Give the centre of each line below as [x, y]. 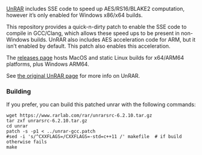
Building [19, 91]
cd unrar [17, 126]
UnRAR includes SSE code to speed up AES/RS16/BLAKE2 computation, [96, 9]
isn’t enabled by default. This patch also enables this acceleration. [88, 46]
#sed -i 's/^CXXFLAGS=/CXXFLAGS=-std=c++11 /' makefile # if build [94, 137]
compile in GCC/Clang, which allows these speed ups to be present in [93, 33]
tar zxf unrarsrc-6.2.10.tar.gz [47, 121]
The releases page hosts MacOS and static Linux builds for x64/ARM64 [95, 58]
